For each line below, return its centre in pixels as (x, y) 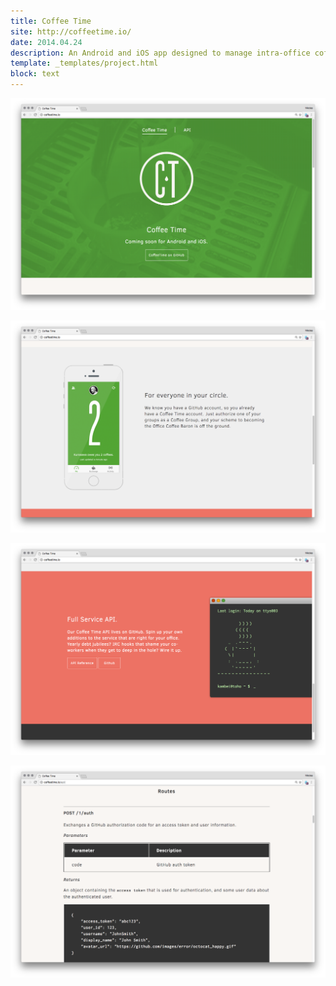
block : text (35, 74)
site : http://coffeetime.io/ (71, 31)
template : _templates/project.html (84, 63)
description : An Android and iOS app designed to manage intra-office (160, 53)
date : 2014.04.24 (46, 42)
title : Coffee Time (51, 21)
